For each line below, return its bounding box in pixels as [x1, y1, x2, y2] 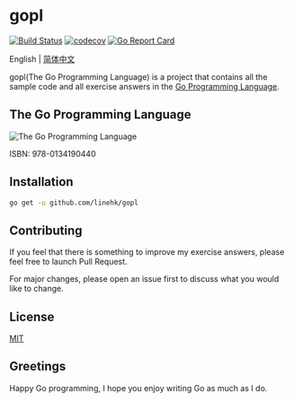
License [9, 309, 55, 324]
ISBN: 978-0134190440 [9, 148, 96, 159]
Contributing [9, 223, 83, 238]
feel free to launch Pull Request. [9, 257, 128, 267]
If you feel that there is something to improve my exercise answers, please [9, 247, 285, 258]
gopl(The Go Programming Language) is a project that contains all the [9, 71, 268, 82]
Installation [9, 174, 74, 189]
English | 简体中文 [9, 53, 76, 64]
